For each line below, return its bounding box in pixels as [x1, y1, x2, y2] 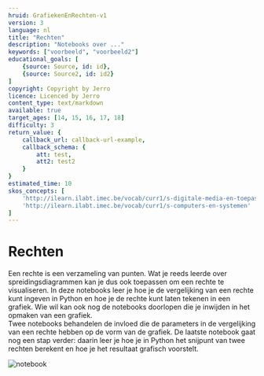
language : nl [8, 26, 51, 34]
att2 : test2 [36, 158, 76, 166]
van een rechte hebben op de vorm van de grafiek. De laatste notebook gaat [8, 327, 256, 337]
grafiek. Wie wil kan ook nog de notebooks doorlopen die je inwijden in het [8, 302, 250, 311]
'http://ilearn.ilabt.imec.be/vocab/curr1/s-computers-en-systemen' [22, 201, 251, 209]
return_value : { [8, 128, 61, 136]
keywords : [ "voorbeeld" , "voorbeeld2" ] [8, 48, 139, 56]
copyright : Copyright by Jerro [8, 84, 111, 93]
